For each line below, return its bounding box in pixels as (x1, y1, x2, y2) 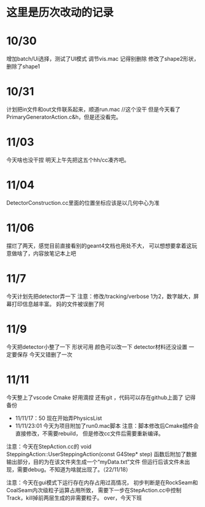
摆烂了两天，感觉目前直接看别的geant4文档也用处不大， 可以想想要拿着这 (6, 242, 192, 249)
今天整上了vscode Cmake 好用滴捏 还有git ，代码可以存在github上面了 (6, 394, 184, 401)
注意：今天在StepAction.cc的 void (6, 443, 92, 450)
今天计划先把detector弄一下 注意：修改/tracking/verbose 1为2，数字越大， (6, 292, 194, 300)
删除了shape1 (6, 63, 40, 71)
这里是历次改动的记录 (6, 6, 114, 20)
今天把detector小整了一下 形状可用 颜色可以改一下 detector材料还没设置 (6, 343, 188, 350)
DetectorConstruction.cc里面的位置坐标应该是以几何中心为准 (6, 199, 160, 206)
